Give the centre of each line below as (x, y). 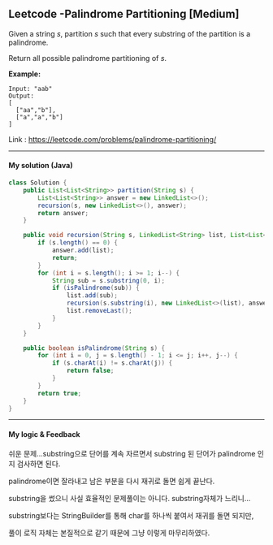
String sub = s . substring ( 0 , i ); (108, 280)
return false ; (90, 371)
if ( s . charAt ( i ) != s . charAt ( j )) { (112, 363)
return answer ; (63, 213)
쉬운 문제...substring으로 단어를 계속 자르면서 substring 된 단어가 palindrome (132, 453)
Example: (25, 74)
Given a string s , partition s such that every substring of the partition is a (129, 33)
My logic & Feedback (44, 434)
